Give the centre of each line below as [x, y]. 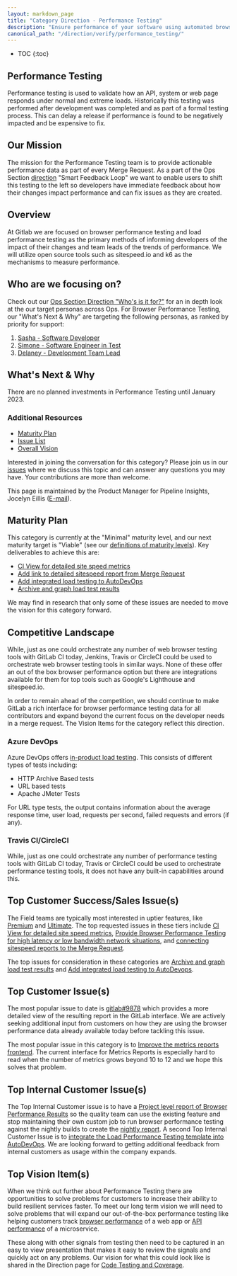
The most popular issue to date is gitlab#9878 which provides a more [108, 1008]
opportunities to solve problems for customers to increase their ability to [112, 1199]
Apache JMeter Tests [49, 793]
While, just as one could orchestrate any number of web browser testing [112, 649]
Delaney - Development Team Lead [69, 353]
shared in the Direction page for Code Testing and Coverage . [96, 1265]
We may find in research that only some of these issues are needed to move [118, 603]
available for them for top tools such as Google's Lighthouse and [101, 680]
